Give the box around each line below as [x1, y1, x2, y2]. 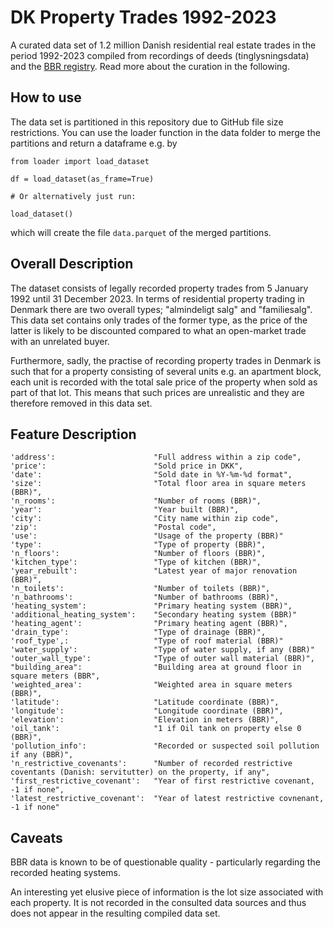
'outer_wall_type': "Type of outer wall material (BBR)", [10, 654, 315, 664]
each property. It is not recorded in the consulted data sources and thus [10, 897, 307, 909]
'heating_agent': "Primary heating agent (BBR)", [10, 619, 288, 629]
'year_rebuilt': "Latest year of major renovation [10, 566, 298, 576]
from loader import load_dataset [10, 156, 150, 166]
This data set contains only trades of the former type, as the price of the [10, 314, 308, 326]
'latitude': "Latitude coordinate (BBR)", [10, 697, 280, 708]
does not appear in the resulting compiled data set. [10, 907, 221, 920]
